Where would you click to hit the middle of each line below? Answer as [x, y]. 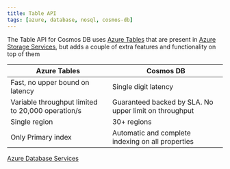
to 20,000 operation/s [46, 110]
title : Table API [32, 13]
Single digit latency [143, 86]
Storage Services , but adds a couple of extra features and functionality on [112, 47]
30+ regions [132, 122]
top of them [24, 54]
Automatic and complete [152, 133]
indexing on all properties [153, 141]
